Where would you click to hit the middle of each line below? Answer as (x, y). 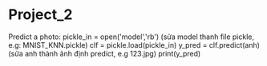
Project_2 (40, 15)
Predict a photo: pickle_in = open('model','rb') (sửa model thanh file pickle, (131, 37)
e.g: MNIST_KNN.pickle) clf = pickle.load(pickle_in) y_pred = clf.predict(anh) (134, 45)
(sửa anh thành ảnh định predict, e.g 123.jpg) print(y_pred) (105, 53)
